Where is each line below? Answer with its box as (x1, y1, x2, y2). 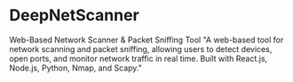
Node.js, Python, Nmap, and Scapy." (9, 63, 142, 73)
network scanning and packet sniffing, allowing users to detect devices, (9, 43, 273, 54)
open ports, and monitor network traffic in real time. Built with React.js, (9, 53, 268, 63)
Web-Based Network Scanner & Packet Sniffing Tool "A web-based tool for (9, 34, 284, 45)
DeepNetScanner (9, 5, 139, 26)
